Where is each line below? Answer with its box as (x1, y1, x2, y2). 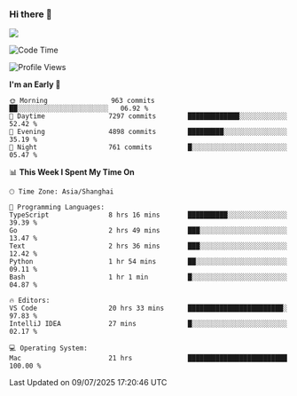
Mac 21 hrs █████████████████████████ (9, 354, 288, 363)
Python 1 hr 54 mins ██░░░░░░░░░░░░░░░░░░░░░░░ (9, 257, 288, 266)
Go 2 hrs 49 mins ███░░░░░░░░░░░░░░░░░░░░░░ (9, 226, 288, 235)
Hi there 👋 (9, 8, 53, 20)
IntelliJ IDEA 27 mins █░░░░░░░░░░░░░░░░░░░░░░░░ (9, 320, 288, 329)
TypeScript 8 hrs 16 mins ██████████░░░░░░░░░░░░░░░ (9, 210, 288, 220)
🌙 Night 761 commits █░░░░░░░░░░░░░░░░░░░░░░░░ (9, 143, 288, 152)
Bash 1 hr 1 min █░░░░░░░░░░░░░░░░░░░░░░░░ (9, 273, 288, 282)
